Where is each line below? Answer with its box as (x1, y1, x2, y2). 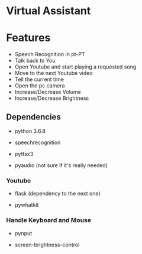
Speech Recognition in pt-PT (14, 51, 85, 58)
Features (6, 31, 51, 45)
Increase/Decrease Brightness (14, 95, 89, 102)
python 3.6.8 (14, 127, 46, 134)
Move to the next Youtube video (14, 70, 93, 77)
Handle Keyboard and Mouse (6, 216, 92, 224)
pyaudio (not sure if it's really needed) (14, 161, 108, 169)
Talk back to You (14, 57, 56, 64)
